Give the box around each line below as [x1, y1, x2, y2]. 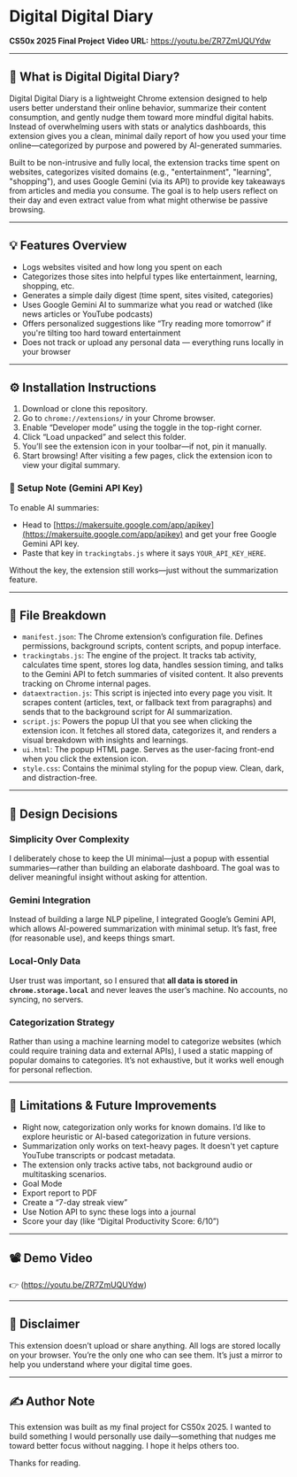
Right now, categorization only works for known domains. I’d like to [21, 1121, 266, 1132]
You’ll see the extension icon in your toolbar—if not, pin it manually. [21, 441, 268, 452]
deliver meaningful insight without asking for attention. [9, 872, 208, 882]
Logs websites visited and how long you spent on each [21, 261, 223, 272]
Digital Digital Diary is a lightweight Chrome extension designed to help [9, 93, 268, 104]
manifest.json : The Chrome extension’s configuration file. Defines [21, 631, 263, 642]
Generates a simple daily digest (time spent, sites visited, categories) [21, 289, 274, 300]
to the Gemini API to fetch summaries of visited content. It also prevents [21, 669, 284, 680]
